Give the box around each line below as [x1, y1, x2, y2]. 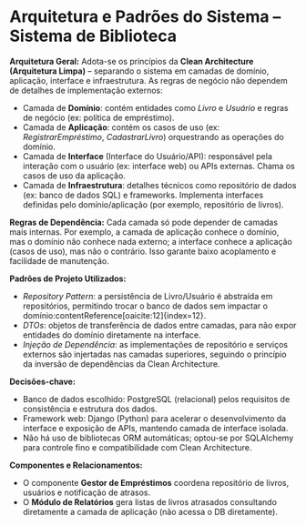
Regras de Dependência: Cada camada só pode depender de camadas [9, 217, 279, 228]
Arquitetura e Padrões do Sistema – [9, 6, 281, 27]
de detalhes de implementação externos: [9, 85, 164, 96]
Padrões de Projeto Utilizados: [9, 273, 127, 284]
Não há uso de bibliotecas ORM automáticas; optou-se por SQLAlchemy [22, 432, 294, 443]
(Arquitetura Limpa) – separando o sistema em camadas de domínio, [9, 66, 270, 76]
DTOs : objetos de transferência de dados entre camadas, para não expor [22, 319, 297, 330]
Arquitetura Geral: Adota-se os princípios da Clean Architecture [9, 56, 254, 66]
